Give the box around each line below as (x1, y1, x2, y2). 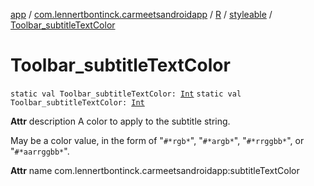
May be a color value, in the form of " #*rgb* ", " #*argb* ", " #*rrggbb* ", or (10, 134, 305, 146)
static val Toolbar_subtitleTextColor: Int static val (10, 89, 242, 99)
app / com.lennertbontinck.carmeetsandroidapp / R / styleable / (10, 9, 273, 20)
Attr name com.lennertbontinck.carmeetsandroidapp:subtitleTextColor (10, 164, 300, 176)
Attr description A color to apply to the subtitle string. (10, 115, 231, 127)
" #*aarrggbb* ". (10, 145, 70, 157)
